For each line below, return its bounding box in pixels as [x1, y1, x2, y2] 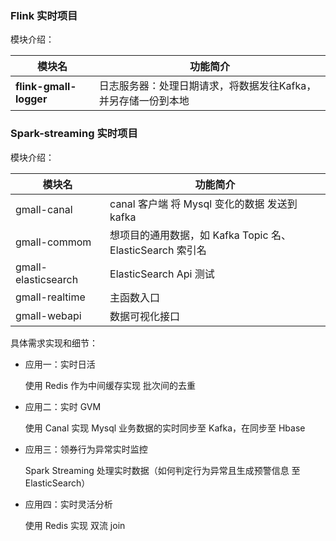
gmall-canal [15, 202, 73, 216]
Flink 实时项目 [10, 8, 78, 22]
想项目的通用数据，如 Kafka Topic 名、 [109, 228, 292, 242]
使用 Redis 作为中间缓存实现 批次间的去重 [24, 379, 196, 391]
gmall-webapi [15, 308, 82, 322]
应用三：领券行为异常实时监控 [24, 443, 148, 455]
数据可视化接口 [109, 309, 181, 323]
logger [15, 92, 48, 106]
